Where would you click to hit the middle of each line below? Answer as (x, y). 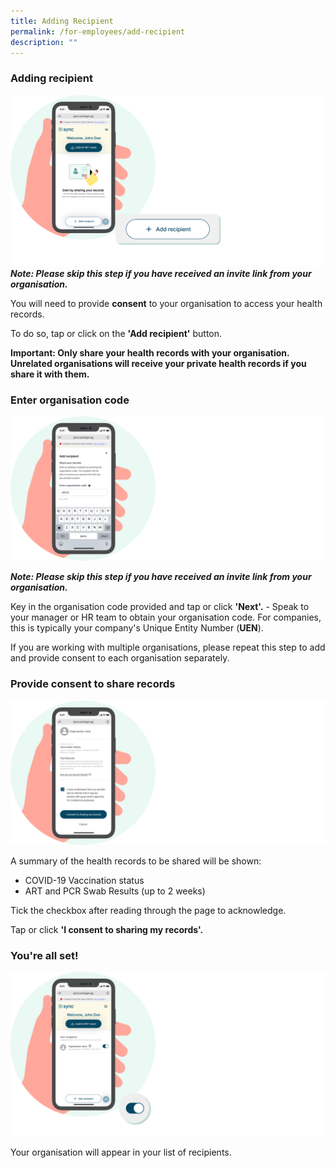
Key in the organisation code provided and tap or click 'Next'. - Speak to (160, 607)
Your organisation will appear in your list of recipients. (121, 1152)
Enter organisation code (70, 400)
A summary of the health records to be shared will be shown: (136, 861)
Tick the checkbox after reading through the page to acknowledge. (148, 911)
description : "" (44, 42)
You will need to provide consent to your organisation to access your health (166, 303)
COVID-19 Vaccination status (84, 881)
